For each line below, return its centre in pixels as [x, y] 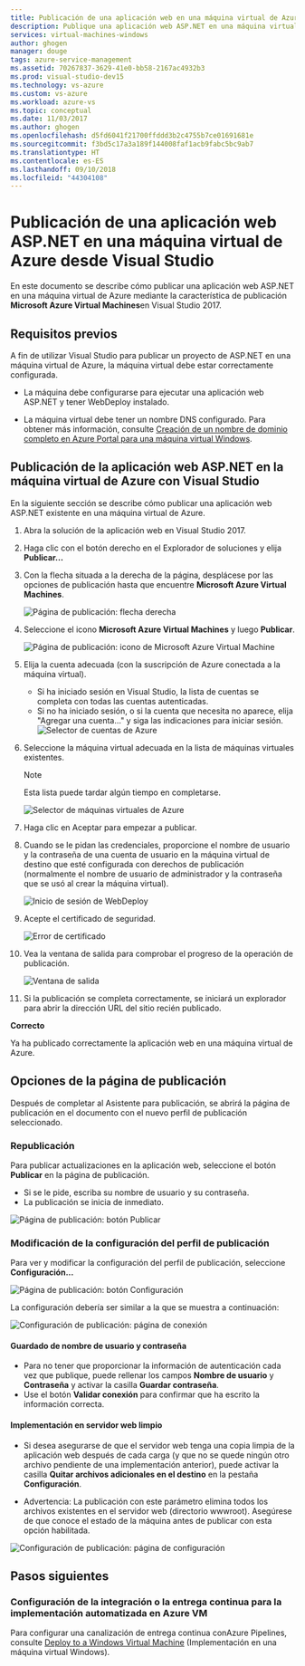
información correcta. [64, 1404]
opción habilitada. [57, 1530]
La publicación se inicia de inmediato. [93, 1202]
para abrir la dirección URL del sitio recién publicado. [122, 1008]
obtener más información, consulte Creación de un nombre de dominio [155, 429]
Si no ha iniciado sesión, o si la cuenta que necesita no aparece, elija [165, 711]
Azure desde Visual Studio [112, 261]
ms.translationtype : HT [55, 152]
